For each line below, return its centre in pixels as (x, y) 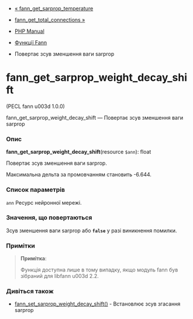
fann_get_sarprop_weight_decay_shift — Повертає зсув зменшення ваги (95, 117)
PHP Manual (30, 31)
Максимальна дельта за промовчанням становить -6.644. (79, 175)
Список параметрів (36, 190)
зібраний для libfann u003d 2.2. (59, 276)
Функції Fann (31, 43)
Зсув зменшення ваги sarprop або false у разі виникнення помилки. (92, 230)
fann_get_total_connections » (50, 20)
